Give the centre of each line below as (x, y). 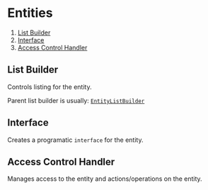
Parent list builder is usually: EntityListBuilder (76, 100)
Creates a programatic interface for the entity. (75, 140)
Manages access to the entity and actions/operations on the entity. (105, 179)
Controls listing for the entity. (50, 87)
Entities (30, 13)
